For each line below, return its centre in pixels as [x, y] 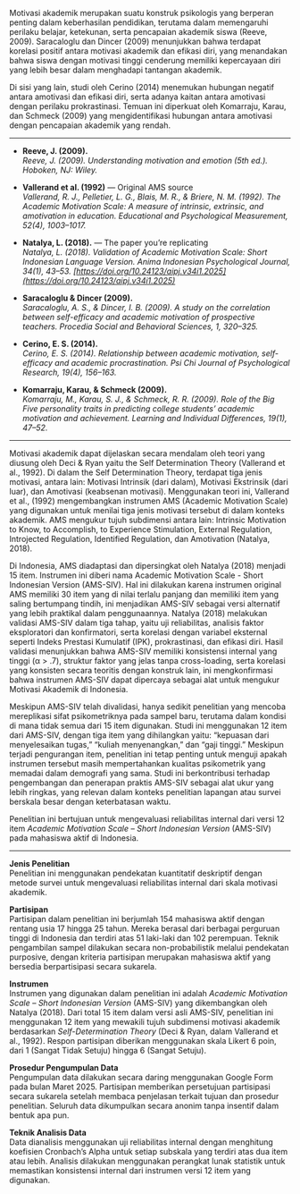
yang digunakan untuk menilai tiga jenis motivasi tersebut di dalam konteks [147, 510]
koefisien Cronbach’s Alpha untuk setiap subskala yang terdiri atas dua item [149, 1152]
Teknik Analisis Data [48, 1132]
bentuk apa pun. [39, 1115]
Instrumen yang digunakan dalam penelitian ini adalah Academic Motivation [149, 993]
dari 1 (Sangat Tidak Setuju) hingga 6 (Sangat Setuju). [108, 1050]
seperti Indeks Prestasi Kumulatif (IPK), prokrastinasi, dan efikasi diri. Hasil [146, 642]
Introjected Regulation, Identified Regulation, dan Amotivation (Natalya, [140, 539]
